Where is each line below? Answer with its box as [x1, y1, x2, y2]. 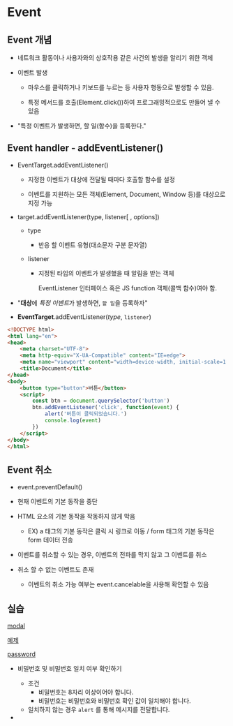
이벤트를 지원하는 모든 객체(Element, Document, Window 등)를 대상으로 [27, 190, 226, 198]
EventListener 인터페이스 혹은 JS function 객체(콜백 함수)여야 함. [38, 283, 218, 292]
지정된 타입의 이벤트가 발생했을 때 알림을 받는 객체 [38, 269, 174, 277]
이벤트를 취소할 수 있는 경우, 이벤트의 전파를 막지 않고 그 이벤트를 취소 [17, 551, 207, 559]
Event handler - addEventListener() [7, 142, 164, 154]
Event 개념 [7, 34, 52, 45]
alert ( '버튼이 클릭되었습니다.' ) [44, 410, 128, 417]
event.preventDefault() [17, 483, 83, 491]
